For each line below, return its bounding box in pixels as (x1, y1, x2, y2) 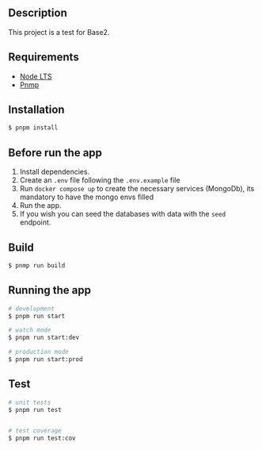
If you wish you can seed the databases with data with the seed (19, 210, 226, 219)
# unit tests (8, 398, 51, 406)
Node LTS (19, 71, 52, 81)
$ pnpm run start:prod (8, 356, 83, 363)
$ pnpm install (8, 124, 59, 132)
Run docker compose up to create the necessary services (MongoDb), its (19, 184, 255, 194)
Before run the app (8, 146, 103, 160)
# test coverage (8, 427, 62, 435)
